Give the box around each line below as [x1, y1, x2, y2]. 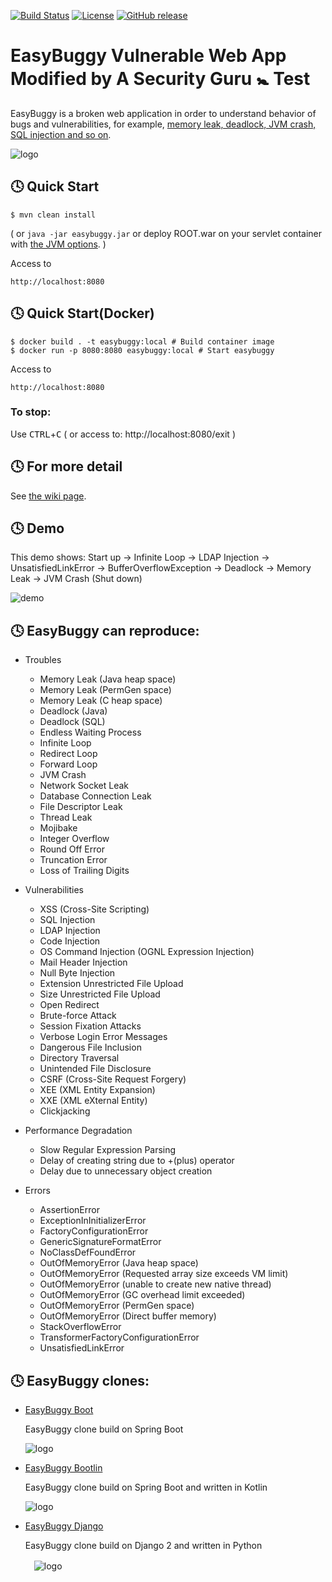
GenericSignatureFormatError [39, 1236, 162, 1248]
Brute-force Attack [39, 1010, 117, 1022]
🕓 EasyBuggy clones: [10, 1372, 150, 1389]
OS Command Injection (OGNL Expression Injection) [39, 946, 255, 958]
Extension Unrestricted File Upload [39, 978, 184, 990]
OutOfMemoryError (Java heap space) [39, 1257, 199, 1269]
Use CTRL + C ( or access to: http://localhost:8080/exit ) [10, 428, 236, 440]
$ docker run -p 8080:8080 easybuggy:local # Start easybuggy [10, 345, 275, 355]
